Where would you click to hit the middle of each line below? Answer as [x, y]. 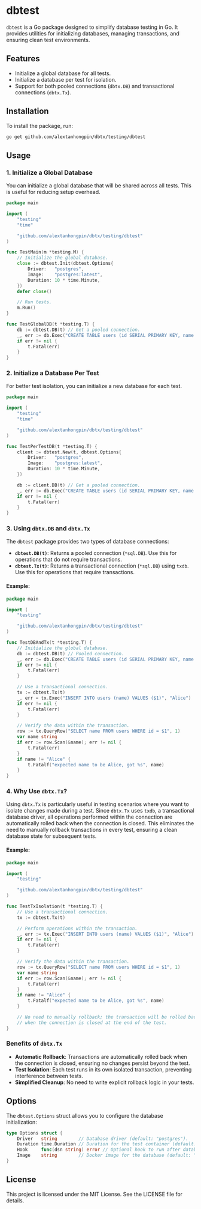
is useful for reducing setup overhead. [53, 192]
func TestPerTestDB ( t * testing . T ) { [52, 446]
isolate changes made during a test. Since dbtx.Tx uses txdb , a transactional [100, 811]
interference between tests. [49, 1076]
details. [15, 1200]
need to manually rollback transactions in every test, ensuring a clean [92, 830]
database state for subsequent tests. [51, 836]
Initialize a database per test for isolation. [66, 79]
